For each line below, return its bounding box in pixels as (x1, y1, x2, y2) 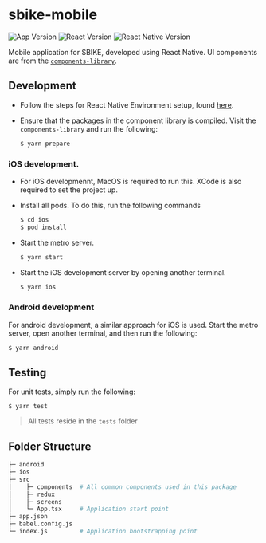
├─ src (8, 475, 30, 483)
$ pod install (19, 223, 67, 231)
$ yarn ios (19, 283, 57, 291)
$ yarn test (8, 403, 48, 411)
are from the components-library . (8, 56, 117, 65)
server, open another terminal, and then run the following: (8, 329, 198, 338)
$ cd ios (19, 215, 49, 224)
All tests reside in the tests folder (27, 416, 138, 426)
